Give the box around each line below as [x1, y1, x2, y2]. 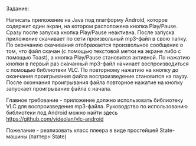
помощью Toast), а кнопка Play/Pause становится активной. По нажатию [6, 54, 191, 61]
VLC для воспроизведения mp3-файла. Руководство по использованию [6, 103, 188, 109]
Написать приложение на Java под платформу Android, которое [6, 16, 168, 23]
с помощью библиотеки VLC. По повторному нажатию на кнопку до [6, 67, 179, 73]
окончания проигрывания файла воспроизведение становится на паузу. [6, 73, 189, 79]
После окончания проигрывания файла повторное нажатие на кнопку [6, 79, 183, 86]
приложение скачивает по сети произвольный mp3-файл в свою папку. [6, 35, 188, 42]
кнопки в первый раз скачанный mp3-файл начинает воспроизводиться [6, 60, 189, 67]
